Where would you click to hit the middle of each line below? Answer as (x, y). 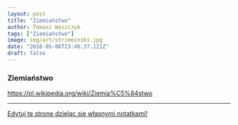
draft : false (27, 54)
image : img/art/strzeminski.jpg (55, 40)
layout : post (27, 14)
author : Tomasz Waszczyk (44, 27)
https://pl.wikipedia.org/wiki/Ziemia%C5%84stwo (80, 93)
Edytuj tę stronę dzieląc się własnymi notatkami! (78, 114)
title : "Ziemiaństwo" (39, 20)
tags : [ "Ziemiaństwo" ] (41, 34)
